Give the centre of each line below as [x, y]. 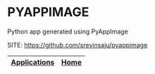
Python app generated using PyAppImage [68, 31]
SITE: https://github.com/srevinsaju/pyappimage [77, 45]
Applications [33, 62]
